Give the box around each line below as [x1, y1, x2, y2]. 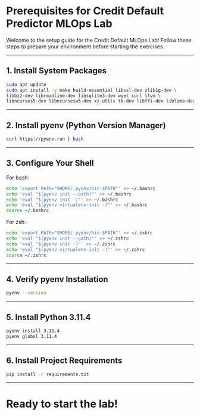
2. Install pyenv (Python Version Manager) [6, 120, 166, 131]
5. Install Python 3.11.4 [6, 312, 91, 322]
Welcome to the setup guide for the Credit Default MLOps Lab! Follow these [6, 36, 192, 44]
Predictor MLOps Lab [6, 17, 112, 30]
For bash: [6, 174, 30, 181]
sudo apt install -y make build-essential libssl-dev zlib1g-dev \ [6, 87, 177, 93]
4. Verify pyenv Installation [6, 274, 108, 284]
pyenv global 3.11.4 [6, 333, 58, 339]
